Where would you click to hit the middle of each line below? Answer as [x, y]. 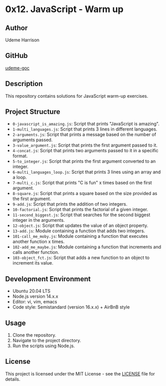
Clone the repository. [34, 335]
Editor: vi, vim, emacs [35, 302]
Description [24, 84]
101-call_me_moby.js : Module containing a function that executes [80, 236]
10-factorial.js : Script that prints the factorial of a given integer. [80, 210]
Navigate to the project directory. [47, 341]
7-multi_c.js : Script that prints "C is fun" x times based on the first [82, 183]
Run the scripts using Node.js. [44, 346]
